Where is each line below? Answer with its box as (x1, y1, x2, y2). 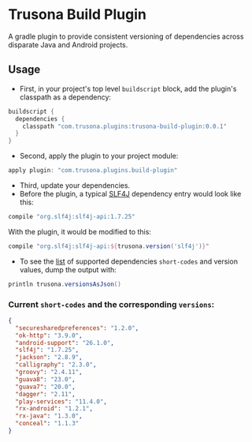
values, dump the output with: (19, 264, 117, 274)
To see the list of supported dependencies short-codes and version (19, 257, 239, 266)
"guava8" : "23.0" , (15, 375, 76, 384)
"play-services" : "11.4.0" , (15, 397, 108, 406)
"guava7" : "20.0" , (15, 383, 76, 391)
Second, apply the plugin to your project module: (19, 152, 179, 161)
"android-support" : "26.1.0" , (15, 339, 114, 346)
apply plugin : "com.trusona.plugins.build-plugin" (8, 167, 178, 174)
